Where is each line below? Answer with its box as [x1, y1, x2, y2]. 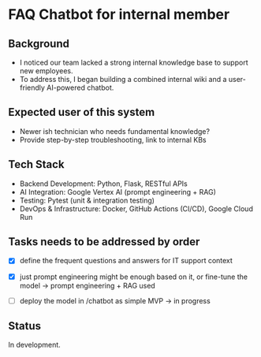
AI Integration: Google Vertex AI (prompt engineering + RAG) [19, 187, 217, 196]
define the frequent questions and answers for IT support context [19, 256, 233, 266]
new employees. [19, 66, 73, 76]
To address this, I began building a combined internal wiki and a [19, 75, 227, 84]
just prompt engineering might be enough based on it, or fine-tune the [19, 272, 248, 281]
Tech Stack [8, 158, 65, 171]
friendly [19, 83, 46, 92]
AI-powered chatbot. [47, 83, 114, 92]
